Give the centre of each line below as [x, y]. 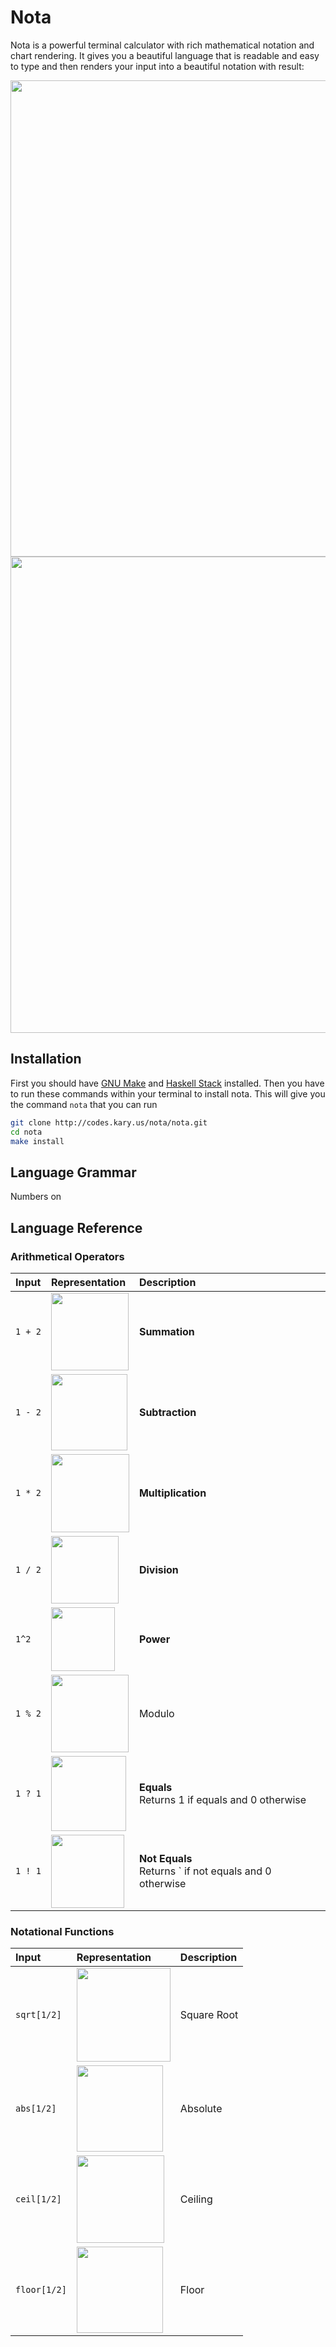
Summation [166, 1331]
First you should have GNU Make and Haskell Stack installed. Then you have [167, 1083]
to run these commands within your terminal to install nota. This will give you [168, 1093]
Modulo [156, 1713]
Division [158, 1569]
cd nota [26, 1132]
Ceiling [196, 2199]
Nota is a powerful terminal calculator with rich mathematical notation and [162, 45]
